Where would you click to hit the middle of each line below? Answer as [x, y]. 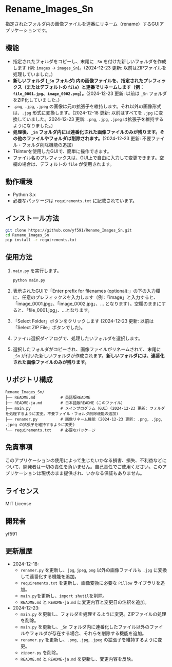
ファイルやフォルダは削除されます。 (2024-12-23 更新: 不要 [89, 138]
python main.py [29, 280]
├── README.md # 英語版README [48, 397]
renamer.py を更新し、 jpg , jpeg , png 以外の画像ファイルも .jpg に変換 [94, 570]
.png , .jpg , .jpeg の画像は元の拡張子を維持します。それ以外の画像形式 [87, 106]
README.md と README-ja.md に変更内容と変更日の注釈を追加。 [85, 602]
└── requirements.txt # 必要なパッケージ [51, 430]
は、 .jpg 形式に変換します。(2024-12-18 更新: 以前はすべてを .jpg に [85, 112]
